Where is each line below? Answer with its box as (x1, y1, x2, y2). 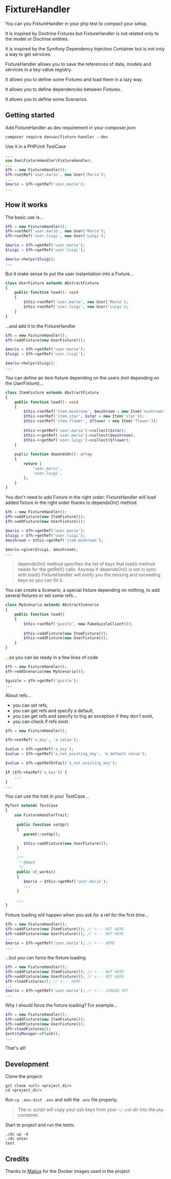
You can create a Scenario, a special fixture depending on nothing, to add (5, 587, 160, 593)
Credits (5, 1154, 30, 1163)
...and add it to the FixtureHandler (5, 323, 76, 329)
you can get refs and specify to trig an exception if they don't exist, (12, 713, 154, 719)
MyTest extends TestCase (5, 803, 58, 808)
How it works (5, 201, 48, 209)
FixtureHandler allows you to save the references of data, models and (5, 61, 152, 67)
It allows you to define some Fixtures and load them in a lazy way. (5, 76, 144, 82)
